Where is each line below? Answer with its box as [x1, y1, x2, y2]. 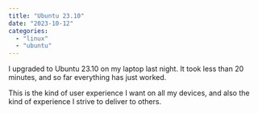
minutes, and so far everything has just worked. [8, 73, 167, 82]
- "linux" [15, 34, 48, 43]
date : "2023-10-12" [8, 19, 74, 27]
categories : [8, 27, 48, 35]
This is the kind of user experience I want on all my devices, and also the [8, 88, 250, 98]
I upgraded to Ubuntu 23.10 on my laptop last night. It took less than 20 [8, 64, 244, 73]
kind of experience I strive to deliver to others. [8, 97, 162, 107]
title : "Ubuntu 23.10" [8, 11, 85, 20]
